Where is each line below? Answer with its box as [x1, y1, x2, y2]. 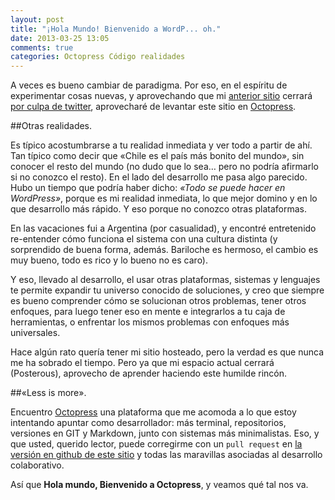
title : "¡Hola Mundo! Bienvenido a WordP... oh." [10, 24, 222, 34]
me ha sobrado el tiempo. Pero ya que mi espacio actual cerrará [10, 357, 275, 369]
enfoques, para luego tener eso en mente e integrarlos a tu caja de [10, 306, 286, 318]
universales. [10, 327, 61, 339]
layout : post [10, 14, 65, 25]
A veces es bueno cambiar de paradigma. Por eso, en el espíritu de [10, 79, 288, 91]
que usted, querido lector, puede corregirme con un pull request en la [10, 438, 303, 450]
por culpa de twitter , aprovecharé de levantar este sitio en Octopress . [10, 101, 297, 113]
